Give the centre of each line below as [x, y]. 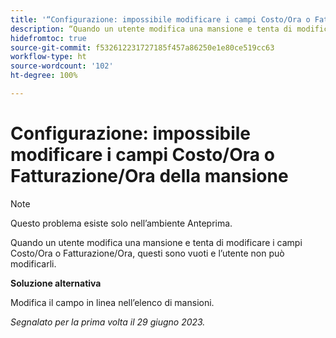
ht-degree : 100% [44, 76]
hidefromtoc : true [48, 38]
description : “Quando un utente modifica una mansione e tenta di [151, 29]
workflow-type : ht [48, 57]
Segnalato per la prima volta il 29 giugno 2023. [108, 322]
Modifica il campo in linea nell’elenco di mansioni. [112, 302]
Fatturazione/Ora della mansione [149, 176]
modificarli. [33, 263]
